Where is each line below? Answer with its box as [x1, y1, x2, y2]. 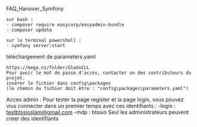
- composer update [6, 27, 52, 33]
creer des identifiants [6, 115, 59, 122]
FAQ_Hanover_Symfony [6, 5, 64, 12]
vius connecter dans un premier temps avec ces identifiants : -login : [6, 103, 175, 109]
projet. [6, 75, 26, 81]
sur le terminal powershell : [6, 38, 82, 44]
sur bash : [6, 17, 34, 23]
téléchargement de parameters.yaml [6, 53, 96, 60]
